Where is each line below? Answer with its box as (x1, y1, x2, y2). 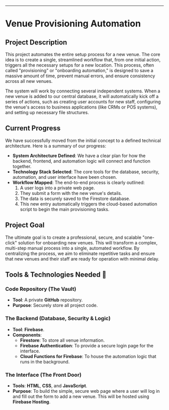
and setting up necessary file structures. (5, 110, 89, 115)
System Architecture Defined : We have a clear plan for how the (12, 152, 146, 159)
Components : (12, 332, 42, 338)
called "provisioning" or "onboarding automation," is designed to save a (5, 68, 153, 73)
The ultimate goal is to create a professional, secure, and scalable (5, 234, 142, 240)
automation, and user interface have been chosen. (12, 174, 117, 180)
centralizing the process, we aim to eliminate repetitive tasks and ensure (5, 250, 155, 257)
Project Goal (5, 221, 45, 230)
